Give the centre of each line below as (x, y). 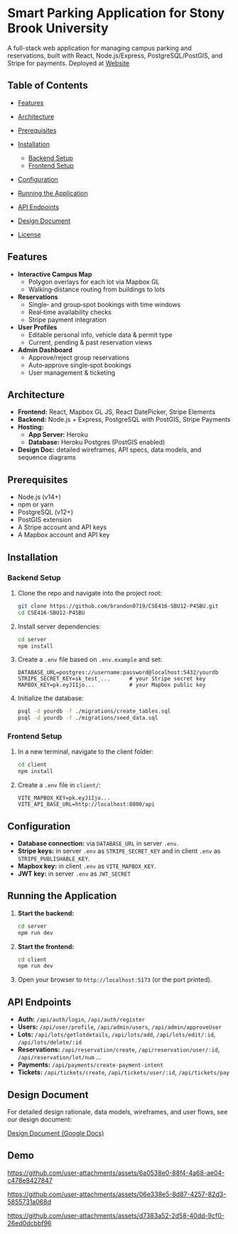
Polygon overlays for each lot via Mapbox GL (94, 281)
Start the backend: (46, 913)
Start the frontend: (46, 946)
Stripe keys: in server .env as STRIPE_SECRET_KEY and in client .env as (119, 851)
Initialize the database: (50, 698)
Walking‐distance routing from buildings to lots (97, 289)
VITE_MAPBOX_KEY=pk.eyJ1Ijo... (64, 798)
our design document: (40, 1119)
